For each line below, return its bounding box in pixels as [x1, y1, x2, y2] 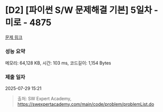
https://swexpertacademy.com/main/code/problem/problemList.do [17, 101, 155, 107]
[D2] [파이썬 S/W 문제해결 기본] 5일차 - [5, 4, 159, 16]
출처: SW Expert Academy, [17, 95, 72, 102]
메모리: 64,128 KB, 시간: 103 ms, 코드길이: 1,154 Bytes [5, 60, 111, 66]
